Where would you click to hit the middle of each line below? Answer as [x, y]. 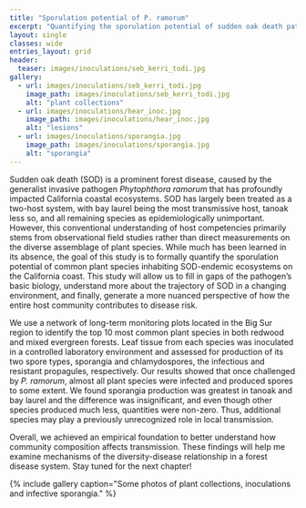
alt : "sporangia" [59, 153]
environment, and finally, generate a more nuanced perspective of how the [149, 295]
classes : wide [36, 43]
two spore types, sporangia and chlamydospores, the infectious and [138, 361]
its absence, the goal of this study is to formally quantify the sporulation [144, 257]
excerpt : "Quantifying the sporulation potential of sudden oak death [146, 26]
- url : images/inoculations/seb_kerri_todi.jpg [110, 86]
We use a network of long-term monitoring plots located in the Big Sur [141, 322]
